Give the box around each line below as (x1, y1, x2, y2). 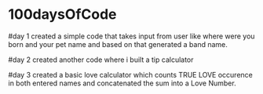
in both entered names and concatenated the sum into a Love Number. (8, 78, 237, 88)
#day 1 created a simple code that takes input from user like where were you (8, 31, 255, 41)
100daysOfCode (8, 5, 117, 23)
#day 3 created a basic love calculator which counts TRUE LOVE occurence (8, 70, 253, 79)
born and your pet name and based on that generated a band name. (8, 39, 228, 49)
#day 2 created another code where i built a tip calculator (8, 55, 194, 64)
